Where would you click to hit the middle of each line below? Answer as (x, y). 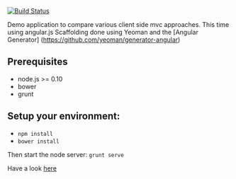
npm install (35, 134)
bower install (38, 142)
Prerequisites (38, 62)
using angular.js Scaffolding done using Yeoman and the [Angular (103, 32)
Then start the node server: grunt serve (66, 154)
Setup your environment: (64, 116)
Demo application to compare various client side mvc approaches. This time (118, 24)
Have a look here (32, 168)
